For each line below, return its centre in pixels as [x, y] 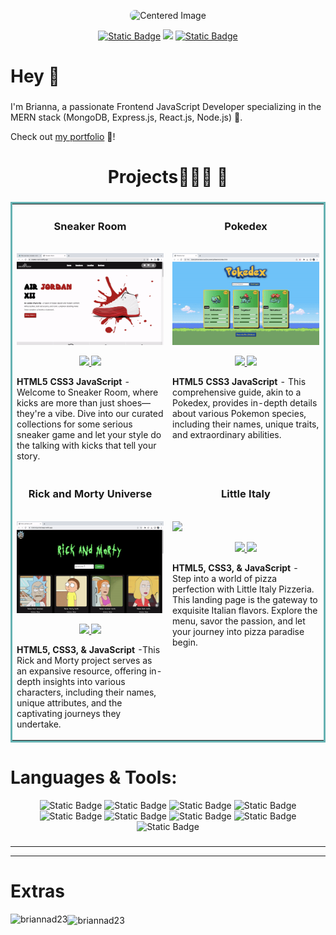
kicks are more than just [65, 403]
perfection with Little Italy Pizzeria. [243, 589]
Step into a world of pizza [225, 578]
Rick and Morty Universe [90, 494]
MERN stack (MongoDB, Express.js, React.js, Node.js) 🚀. [126, 117]
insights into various [84, 681]
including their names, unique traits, [246, 424]
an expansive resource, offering [82, 671]
